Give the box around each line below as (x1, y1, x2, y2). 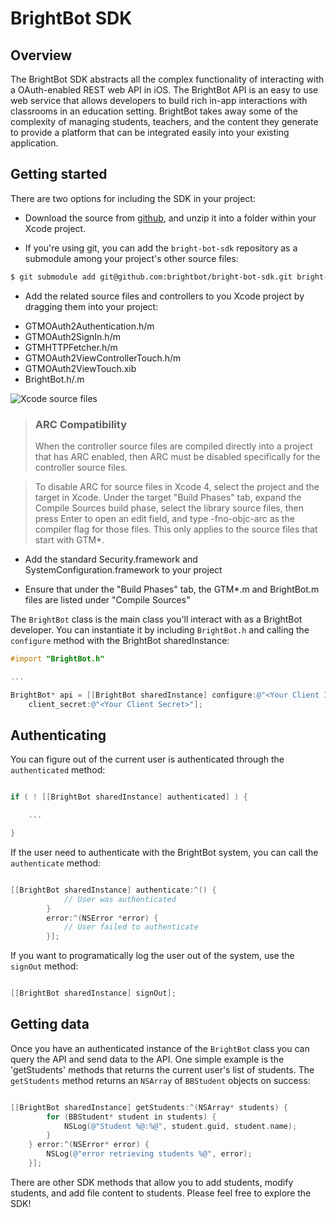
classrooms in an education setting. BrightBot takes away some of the (10, 105, 298, 117)
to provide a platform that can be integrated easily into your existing (10, 127, 290, 138)
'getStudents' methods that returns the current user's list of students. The (10, 1063, 315, 1076)
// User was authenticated (63, 894, 177, 904)
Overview (10, 47, 73, 64)
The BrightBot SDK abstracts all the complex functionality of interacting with (10, 73, 325, 85)
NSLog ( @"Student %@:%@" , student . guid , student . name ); (63, 1121, 298, 1131)
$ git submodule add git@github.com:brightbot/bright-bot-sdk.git (10, 272, 293, 282)
